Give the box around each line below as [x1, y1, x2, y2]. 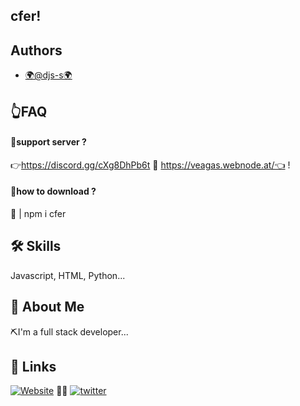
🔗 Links [10, 359, 57, 376]
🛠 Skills [10, 238, 62, 255]
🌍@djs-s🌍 [24, 69, 73, 81]
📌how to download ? [10, 185, 97, 198]
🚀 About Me [10, 299, 85, 316]
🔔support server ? [10, 136, 87, 148]
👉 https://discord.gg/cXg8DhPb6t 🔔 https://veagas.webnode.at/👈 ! [10, 159, 291, 171]
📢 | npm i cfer [10, 208, 67, 219]
